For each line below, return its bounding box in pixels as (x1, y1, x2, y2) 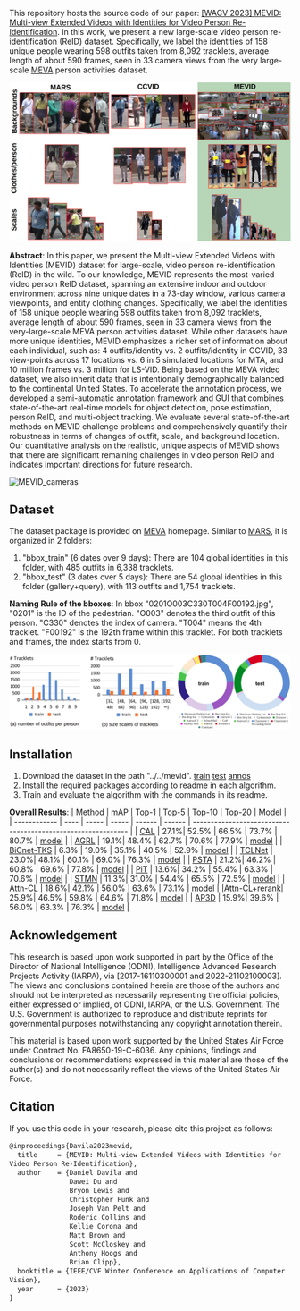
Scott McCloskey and (69, 1239, 146, 1248)
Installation (9, 747, 73, 762)
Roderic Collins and (69, 1213, 146, 1222)
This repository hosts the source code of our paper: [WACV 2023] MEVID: (9, 8, 282, 18)
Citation (9, 1099, 55, 1114)
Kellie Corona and (69, 1222, 138, 1231)
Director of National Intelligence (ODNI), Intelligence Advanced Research (9, 960, 277, 971)
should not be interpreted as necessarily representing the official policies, (9, 989, 280, 1000)
